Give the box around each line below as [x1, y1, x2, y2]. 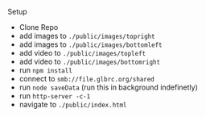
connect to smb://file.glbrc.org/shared [19, 74, 154, 83]
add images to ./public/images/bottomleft [19, 40, 163, 49]
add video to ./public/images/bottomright [19, 56, 161, 66]
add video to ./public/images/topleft [19, 48, 146, 57]
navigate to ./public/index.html [19, 100, 127, 109]
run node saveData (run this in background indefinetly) [19, 82, 199, 92]
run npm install [19, 65, 73, 75]
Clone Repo [19, 23, 59, 31]
